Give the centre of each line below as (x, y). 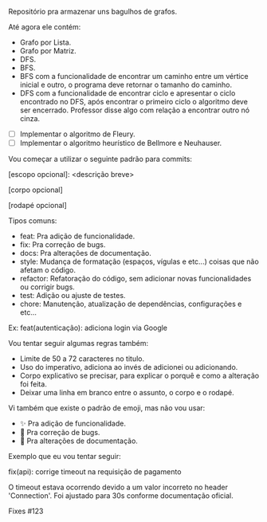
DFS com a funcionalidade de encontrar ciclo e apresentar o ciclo (128, 93)
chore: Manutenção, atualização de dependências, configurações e (131, 304)
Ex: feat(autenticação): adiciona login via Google (88, 328)
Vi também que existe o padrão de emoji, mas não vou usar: (107, 408)
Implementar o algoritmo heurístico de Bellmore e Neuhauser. (121, 143)
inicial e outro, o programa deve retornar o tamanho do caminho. (126, 84)
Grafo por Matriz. (48, 51)
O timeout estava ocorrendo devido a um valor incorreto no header (118, 487)
